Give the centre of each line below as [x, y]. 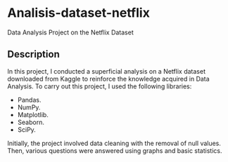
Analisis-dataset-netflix [78, 13]
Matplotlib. [33, 114]
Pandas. [29, 100]
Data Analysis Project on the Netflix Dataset [70, 32]
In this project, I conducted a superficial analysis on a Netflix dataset [107, 71]
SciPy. [27, 129]
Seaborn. [31, 122]
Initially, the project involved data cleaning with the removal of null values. [114, 143]
